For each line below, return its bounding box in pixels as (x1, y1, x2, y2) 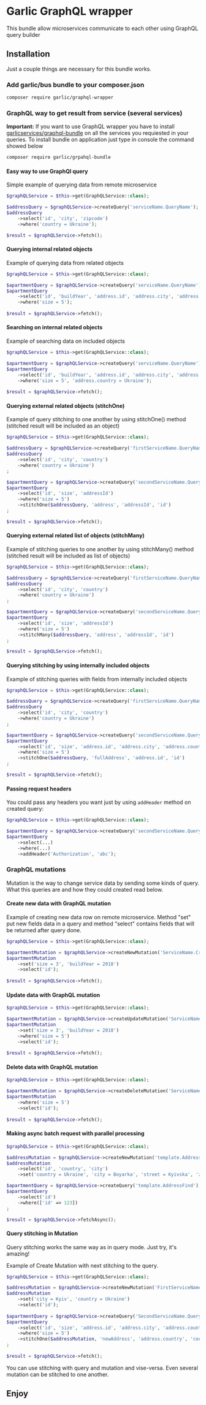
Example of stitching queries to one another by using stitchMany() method (6, 545, 194, 553)
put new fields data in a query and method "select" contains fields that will (6, 920, 195, 927)
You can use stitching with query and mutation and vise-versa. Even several (6, 1364, 198, 1371)
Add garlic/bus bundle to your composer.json (6, 80, 145, 89)
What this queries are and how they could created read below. (6, 886, 164, 893)
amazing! (6, 1250, 29, 1257)
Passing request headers (6, 785, 72, 792)
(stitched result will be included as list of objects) (6, 552, 131, 559)
